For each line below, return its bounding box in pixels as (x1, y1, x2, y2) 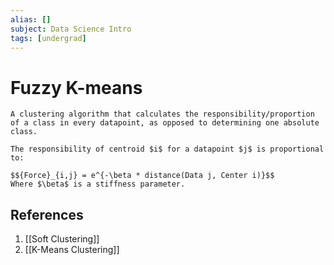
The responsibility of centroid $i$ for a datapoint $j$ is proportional (10, 144, 325, 155)
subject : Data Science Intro (10, 24, 132, 34)
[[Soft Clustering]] (24, 233, 100, 245)
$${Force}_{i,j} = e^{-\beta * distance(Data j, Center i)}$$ (10, 171, 275, 181)
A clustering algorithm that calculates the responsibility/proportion (10, 109, 315, 120)
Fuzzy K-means (10, 76, 143, 99)
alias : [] (10, 14, 52, 25)
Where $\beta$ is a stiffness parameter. (10, 179, 186, 190)
